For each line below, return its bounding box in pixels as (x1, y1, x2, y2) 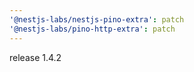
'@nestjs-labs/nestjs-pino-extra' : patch (9, 14, 185, 25)
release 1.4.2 (9, 51, 62, 63)
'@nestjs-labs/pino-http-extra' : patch (9, 24, 176, 34)
